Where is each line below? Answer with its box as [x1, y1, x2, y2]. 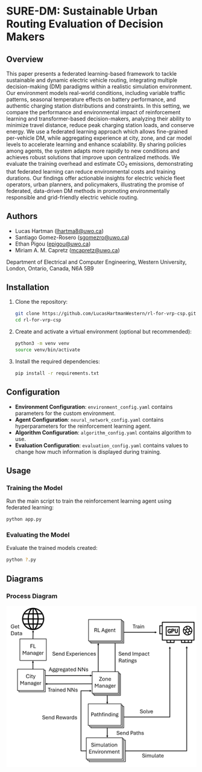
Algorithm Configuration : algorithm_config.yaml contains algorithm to [14, 428, 192, 436]
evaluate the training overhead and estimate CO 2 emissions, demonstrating [6, 160, 193, 169]
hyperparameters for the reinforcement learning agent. [14, 422, 152, 430]
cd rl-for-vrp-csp [14, 317, 62, 323]
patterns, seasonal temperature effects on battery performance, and [6, 96, 176, 103]
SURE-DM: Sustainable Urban [6, 4, 158, 18]
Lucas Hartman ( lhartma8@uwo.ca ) [14, 227, 104, 234]
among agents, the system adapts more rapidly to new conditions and [6, 147, 180, 154]
